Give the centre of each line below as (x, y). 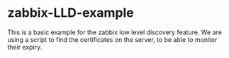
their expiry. (25, 47)
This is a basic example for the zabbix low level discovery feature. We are (114, 32)
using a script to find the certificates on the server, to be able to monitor (112, 39)
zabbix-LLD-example (71, 13)
